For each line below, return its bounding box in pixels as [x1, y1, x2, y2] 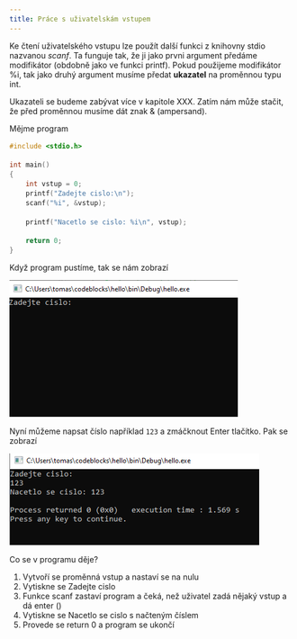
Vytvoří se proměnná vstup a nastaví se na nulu [22, 571, 200, 582]
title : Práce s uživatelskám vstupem [9, 14, 151, 23]
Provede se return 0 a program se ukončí [22, 619, 175, 630]
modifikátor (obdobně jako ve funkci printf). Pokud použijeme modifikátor [9, 59, 282, 70]
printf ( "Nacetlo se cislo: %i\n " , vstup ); [25, 217, 187, 227]
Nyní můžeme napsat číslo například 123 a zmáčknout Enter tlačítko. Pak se [9, 426, 288, 436]
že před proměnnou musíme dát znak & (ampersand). [9, 105, 208, 116]
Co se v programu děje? [9, 554, 99, 565]
